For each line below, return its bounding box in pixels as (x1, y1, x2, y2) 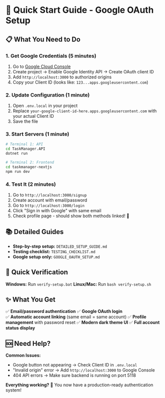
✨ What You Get (5, 296, 55, 304)
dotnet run (5, 151, 28, 156)
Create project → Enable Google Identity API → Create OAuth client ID (12, 68, 154, 74)
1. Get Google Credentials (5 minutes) (5, 52, 97, 59)
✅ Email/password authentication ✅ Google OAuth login (5, 308, 123, 314)
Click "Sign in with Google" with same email (12, 208, 102, 214)
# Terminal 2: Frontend (5, 160, 55, 165)
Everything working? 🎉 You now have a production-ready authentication (5, 382, 154, 388)
